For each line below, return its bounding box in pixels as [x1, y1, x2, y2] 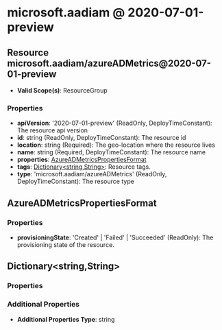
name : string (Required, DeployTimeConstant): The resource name [16, 148, 206, 156]
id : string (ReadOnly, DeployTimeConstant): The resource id [16, 134, 186, 142]
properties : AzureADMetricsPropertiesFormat [16, 156, 147, 164]
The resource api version [16, 126, 88, 134]
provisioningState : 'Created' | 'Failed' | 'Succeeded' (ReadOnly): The [16, 233, 214, 241]
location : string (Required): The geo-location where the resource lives [16, 141, 216, 149]
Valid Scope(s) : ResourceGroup [16, 86, 108, 94]
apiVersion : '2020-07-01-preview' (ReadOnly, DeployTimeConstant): [16, 119, 212, 128]
